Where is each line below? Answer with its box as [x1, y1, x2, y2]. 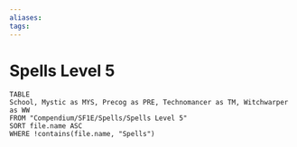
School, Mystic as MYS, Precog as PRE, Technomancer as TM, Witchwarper [9, 98, 289, 107]
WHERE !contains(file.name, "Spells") [9, 130, 155, 139]
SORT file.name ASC [9, 122, 83, 131]
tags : [9, 22, 30, 31]
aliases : [9, 13, 42, 23]
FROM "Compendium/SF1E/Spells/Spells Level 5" [9, 114, 188, 123]
